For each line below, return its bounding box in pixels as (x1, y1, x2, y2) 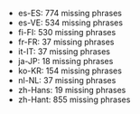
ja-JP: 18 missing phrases (17, 56, 114, 66)
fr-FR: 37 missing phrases (17, 36, 115, 47)
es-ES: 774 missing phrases (17, 8, 122, 18)
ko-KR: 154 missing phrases (17, 65, 122, 76)
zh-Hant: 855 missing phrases (17, 94, 131, 105)
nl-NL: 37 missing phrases (17, 75, 117, 85)
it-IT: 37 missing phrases (17, 46, 111, 57)
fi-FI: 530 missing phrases (17, 27, 117, 37)
